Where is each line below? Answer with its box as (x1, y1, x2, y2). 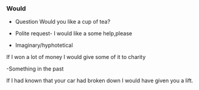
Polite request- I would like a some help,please (15, 30, 133, 37)
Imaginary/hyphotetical (15, 41, 73, 49)
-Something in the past (6, 65, 64, 72)
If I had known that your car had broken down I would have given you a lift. (6, 77, 194, 85)
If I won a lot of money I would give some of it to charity (6, 54, 146, 61)
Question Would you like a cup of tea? (15, 18, 111, 26)
